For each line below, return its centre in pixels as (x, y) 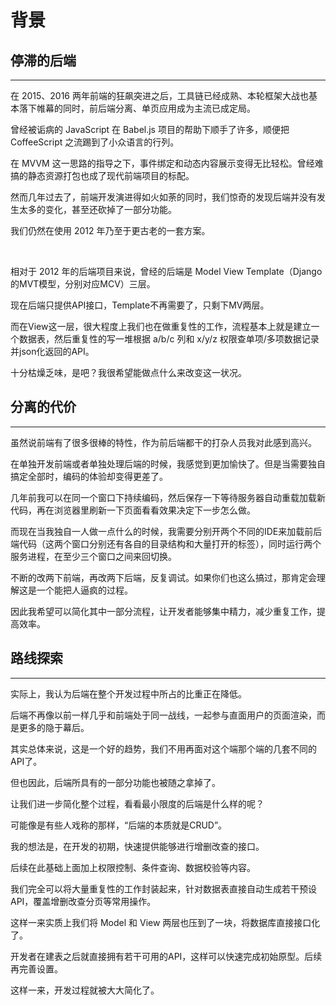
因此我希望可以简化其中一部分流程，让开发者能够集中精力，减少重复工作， (163, 611)
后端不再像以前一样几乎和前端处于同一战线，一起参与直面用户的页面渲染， (163, 715)
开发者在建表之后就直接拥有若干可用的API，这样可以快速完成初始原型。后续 (166, 956)
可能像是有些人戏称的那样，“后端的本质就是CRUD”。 (119, 825)
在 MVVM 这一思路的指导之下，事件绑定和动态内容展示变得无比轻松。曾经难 (167, 163)
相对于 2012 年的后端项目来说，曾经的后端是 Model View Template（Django (166, 271)
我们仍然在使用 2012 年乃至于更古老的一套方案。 (110, 230)
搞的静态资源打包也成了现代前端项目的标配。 (102, 175)
